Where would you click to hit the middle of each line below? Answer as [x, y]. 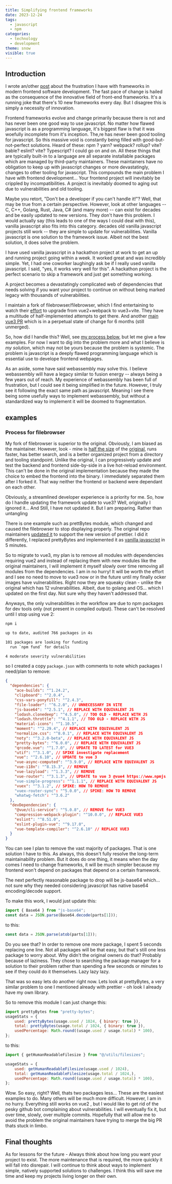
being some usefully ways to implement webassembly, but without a [77, 396]
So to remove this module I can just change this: [56, 1002]
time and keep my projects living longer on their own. [61, 1176]
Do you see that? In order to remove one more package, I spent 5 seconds [84, 944]
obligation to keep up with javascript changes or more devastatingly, [77, 167]
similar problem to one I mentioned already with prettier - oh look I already [84, 987]
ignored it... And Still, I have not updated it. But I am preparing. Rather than [84, 508]
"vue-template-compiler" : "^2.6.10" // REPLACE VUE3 [72, 829]
